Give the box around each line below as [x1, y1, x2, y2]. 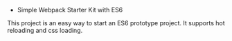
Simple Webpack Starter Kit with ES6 [17, 6, 123, 14]
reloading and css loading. [7, 27, 83, 34]
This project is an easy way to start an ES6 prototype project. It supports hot [7, 19, 225, 27]
